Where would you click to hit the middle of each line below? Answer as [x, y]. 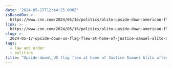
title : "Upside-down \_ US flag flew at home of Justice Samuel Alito [80, 58]
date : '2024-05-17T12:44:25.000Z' [42, 10]
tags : [11, 43]
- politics [21, 53]
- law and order [27, 48]
